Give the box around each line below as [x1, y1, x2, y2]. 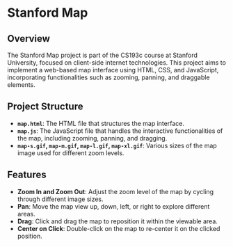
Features [7, 169, 47, 181]
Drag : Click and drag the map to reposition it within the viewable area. [17, 217, 218, 225]
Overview [7, 33, 51, 45]
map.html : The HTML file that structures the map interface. [17, 119, 184, 127]
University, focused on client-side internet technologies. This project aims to [7, 58, 226, 67]
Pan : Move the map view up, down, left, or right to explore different [17, 202, 210, 210]
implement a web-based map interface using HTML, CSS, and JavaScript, [7, 66, 219, 74]
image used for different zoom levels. [17, 148, 124, 157]
